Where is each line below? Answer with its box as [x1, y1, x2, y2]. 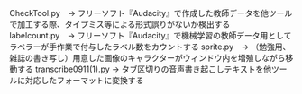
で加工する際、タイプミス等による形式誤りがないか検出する [9, 19, 231, 30]
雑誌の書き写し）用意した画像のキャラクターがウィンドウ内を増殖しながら [9, 53, 286, 63]
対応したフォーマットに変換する [24, 75, 144, 85]
